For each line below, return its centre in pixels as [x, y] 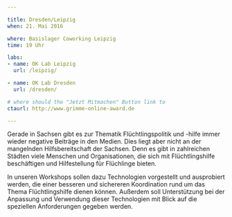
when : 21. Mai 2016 [35, 26]
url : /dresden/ [35, 89]
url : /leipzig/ [35, 71]
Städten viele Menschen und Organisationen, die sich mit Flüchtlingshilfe [111, 156]
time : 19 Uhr [26, 45]
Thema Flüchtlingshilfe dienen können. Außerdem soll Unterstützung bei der [116, 192]
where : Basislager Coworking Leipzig [62, 39]
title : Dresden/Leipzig [42, 19]
